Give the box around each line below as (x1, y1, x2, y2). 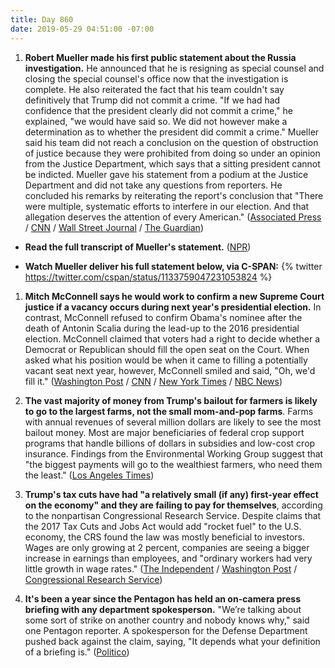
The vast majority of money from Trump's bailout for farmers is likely (24, 394, 318, 406)
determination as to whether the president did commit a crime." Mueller (24, 126, 320, 138)
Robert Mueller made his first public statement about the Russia (24, 51, 297, 63)
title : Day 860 (10, 14, 74, 25)
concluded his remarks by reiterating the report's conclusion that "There (24, 189, 324, 201)
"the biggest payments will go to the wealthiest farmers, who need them (24, 458, 323, 470)
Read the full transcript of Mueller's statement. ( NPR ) (24, 241, 252, 253)
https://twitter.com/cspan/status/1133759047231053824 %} (24, 271, 273, 283)
